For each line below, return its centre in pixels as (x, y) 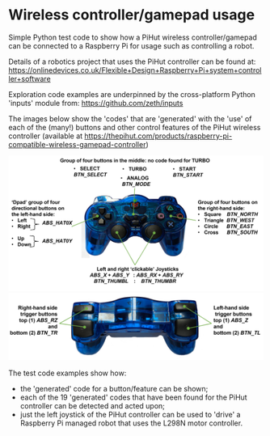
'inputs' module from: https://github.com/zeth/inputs (96, 103)
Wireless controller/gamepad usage (132, 15)
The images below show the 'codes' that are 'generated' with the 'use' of (130, 118)
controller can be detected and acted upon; (93, 406)
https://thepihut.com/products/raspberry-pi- (158, 136)
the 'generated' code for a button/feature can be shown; (114, 389)
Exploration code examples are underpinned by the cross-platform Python (132, 94)
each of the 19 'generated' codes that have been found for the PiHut (134, 397)
